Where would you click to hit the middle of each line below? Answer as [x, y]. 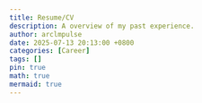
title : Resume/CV [42, 17]
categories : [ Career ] [50, 51]
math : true [30, 76]
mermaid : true [36, 84]
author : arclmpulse [46, 34]
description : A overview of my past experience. [102, 26]
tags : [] [26, 59]
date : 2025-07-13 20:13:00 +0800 [72, 43]
